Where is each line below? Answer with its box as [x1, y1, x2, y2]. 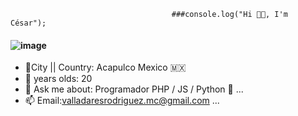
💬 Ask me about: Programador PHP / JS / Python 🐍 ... [24, 83, 244, 95]
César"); [10, 18, 47, 28]
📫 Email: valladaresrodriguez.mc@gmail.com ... [24, 95, 220, 107]
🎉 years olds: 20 [24, 73, 93, 85]
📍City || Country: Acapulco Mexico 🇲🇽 [24, 61, 187, 74]
